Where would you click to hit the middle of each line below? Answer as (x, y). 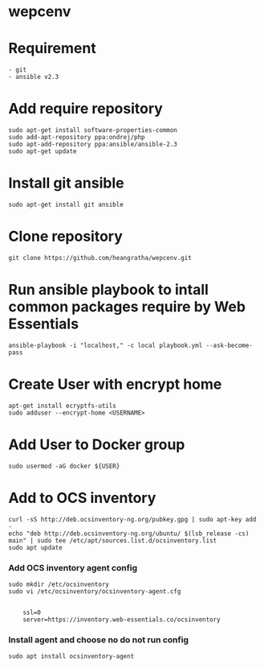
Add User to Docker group (97, 444)
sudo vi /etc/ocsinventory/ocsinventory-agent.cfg (95, 591)
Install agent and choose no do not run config (98, 640)
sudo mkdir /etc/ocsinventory (59, 584)
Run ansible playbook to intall (108, 290)
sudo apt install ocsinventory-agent (71, 657)
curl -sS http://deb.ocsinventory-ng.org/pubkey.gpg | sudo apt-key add (132, 519)
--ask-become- (229, 345)
